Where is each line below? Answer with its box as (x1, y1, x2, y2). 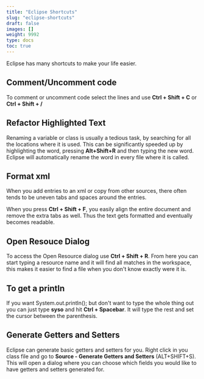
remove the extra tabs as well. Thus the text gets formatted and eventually (6, 212, 193, 220)
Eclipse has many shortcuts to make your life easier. (6, 59, 137, 67)
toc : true (6, 43, 32, 49)
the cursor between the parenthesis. (6, 312, 97, 319)
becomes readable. (6, 218, 55, 226)
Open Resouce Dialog (6, 236, 90, 247)
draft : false (6, 20, 40, 26)
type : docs (6, 37, 34, 43)
